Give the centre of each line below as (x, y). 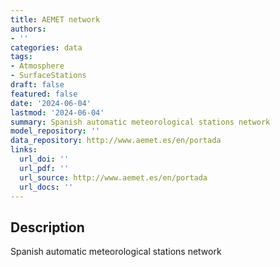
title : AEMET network (55, 19)
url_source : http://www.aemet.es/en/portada (113, 177)
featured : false (44, 94)
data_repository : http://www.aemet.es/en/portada (116, 141)
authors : (28, 29)
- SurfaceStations (48, 76)
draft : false (37, 85)
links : (24, 150)
